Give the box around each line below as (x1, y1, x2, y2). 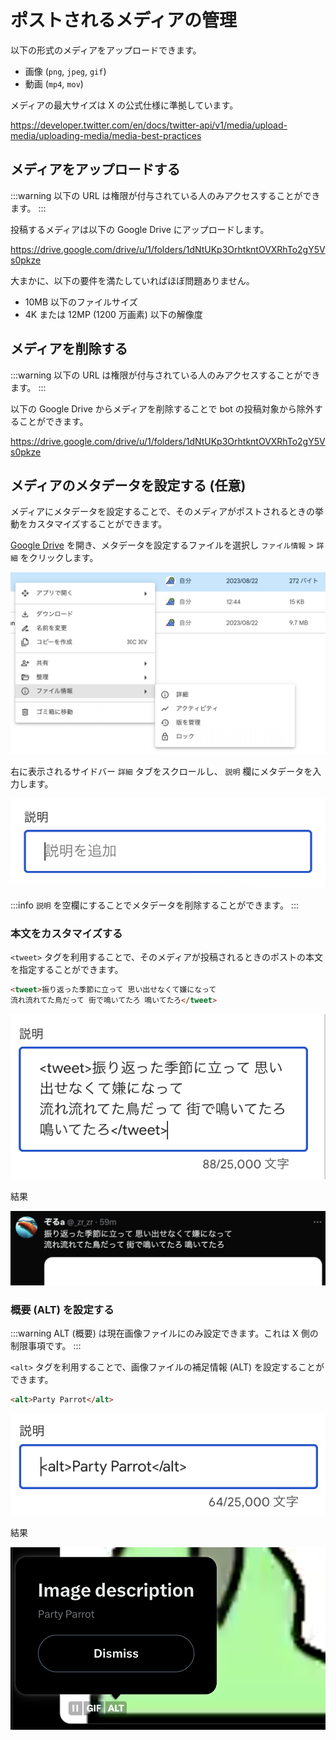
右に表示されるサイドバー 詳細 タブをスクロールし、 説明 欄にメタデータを (10, 765, 313, 777)
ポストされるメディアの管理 (10, 9, 238, 32)
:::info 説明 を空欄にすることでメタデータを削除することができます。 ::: (10, 899, 299, 911)
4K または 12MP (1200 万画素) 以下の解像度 (24, 308, 203, 320)
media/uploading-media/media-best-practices (10, 129, 202, 141)
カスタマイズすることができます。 (27, 518, 168, 530)
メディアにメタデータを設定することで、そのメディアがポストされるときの (10, 506, 316, 518)
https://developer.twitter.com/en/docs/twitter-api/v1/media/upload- (10, 119, 288, 131)
